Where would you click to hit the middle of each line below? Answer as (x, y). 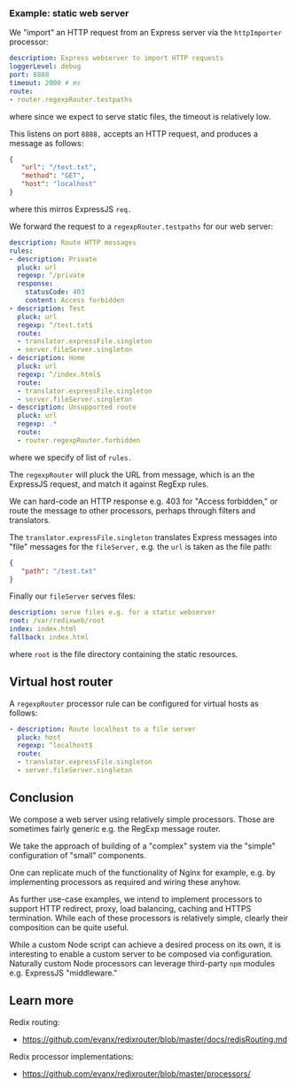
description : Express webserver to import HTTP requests (117, 59)
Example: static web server (69, 13)
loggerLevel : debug (45, 67)
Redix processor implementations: (72, 1056)
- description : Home (47, 358)
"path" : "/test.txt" (59, 571)
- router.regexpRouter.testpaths (71, 99)
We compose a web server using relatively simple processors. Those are (142, 819)
